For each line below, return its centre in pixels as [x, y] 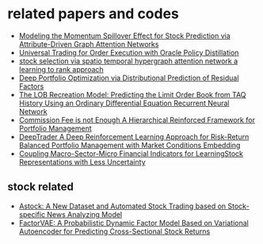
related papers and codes [93, 14]
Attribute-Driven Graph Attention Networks [89, 44]
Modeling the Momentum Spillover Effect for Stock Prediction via [124, 36]
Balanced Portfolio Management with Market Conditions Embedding [130, 145]
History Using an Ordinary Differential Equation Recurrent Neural [124, 103]
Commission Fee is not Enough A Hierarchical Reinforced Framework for [137, 120]
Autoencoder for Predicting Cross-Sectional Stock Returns [114, 231]
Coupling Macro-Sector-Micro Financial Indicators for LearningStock [131, 153]
